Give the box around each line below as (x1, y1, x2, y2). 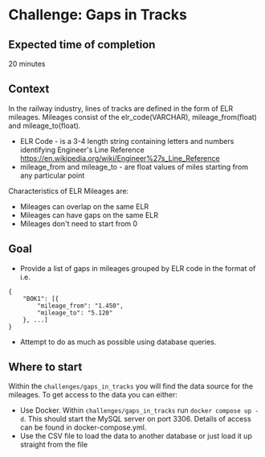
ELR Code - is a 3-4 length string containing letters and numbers (19, 136, 234, 146)
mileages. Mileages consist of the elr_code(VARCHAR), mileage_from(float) (8, 112, 257, 121)
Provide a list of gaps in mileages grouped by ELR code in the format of (19, 263, 256, 273)
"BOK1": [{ (22, 294, 59, 303)
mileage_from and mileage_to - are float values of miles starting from (19, 162, 249, 171)
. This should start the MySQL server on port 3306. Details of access (23, 414, 251, 424)
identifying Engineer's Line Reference (19, 145, 145, 154)
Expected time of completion (8, 38, 156, 51)
